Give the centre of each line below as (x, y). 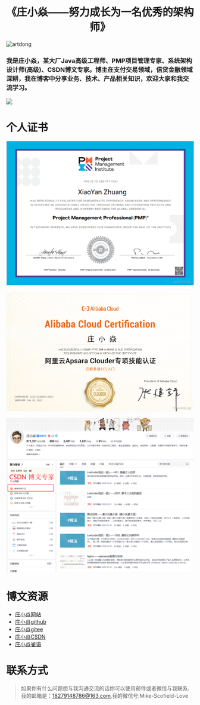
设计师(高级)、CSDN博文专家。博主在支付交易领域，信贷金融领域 (100, 69)
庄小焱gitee (29, 629)
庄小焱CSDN (30, 637)
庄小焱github (30, 622)
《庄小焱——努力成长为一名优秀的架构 (100, 12)
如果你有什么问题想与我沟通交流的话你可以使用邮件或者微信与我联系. (105, 688)
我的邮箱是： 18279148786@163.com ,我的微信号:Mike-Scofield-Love (104, 695)
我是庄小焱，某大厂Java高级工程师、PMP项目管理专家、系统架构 (99, 60)
